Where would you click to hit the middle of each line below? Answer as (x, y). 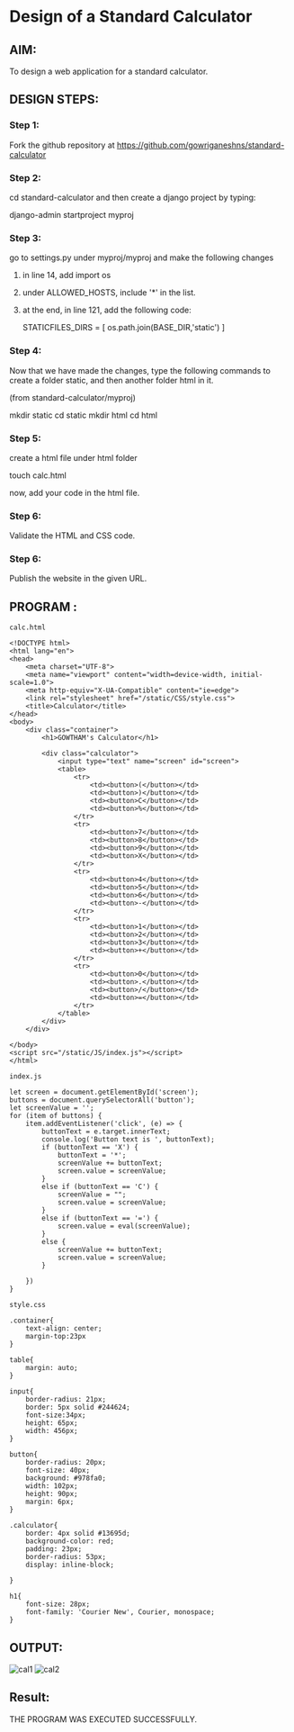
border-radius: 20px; (66, 1463)
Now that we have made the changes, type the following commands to (140, 370)
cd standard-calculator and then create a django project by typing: (133, 197)
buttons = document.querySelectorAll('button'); (102, 1100)
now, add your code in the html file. (75, 492)
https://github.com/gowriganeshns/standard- (200, 145)
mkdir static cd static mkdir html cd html (84, 415)
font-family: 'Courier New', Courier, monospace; (120, 1612)
